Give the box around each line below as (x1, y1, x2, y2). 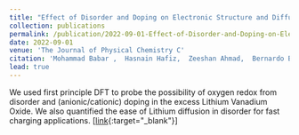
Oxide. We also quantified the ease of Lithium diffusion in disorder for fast (9, 106, 280, 116)
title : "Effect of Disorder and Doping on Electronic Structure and (9, 12, 269, 22)
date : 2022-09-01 (9, 37, 74, 47)
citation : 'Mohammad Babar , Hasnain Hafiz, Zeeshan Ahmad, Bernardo (9, 54, 285, 63)
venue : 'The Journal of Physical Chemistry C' (9, 46, 185, 55)
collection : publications (9, 21, 105, 30)
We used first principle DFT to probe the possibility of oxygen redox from (9, 86, 278, 98)
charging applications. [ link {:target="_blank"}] (9, 115, 178, 125)
